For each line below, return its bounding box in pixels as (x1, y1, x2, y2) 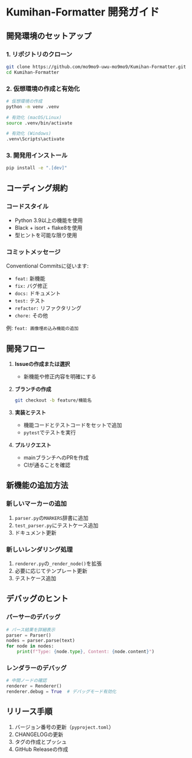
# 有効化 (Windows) (6, 131, 51, 137)
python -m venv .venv (6, 104, 60, 110)
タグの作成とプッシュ (14, 738, 67, 745)
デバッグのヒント (6, 593, 69, 604)
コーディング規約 (6, 183, 68, 193)
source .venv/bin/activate (6, 120, 73, 126)
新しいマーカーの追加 (6, 500, 67, 508)
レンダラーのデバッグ (6, 664, 67, 672)
